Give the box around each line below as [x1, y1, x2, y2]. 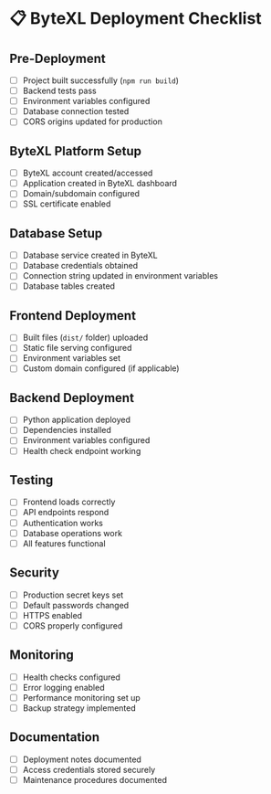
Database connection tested [22, 106, 130, 117]
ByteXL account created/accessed [22, 167, 153, 179]
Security [9, 565, 59, 581]
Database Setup [9, 226, 103, 241]
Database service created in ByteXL [22, 249, 158, 261]
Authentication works [22, 517, 103, 528]
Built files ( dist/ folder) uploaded [22, 332, 149, 344]
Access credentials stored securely [22, 764, 156, 775]
